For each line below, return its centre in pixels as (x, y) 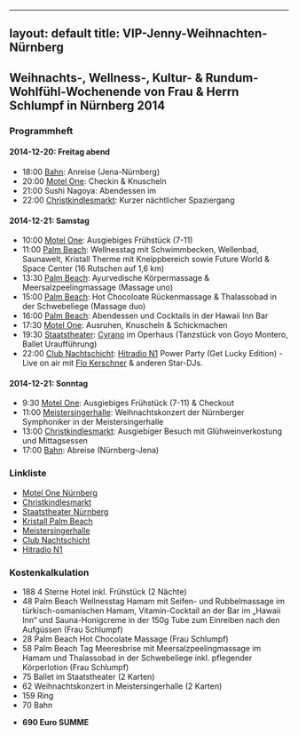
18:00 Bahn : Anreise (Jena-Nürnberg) (91, 172)
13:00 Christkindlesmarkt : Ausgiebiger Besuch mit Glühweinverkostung (152, 431)
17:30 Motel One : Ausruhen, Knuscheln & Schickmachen (125, 325)
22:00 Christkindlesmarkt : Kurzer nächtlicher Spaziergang (128, 200)
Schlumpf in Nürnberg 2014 (87, 105)
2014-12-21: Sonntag (49, 383)
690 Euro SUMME (55, 722)
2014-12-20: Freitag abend (60, 152)
